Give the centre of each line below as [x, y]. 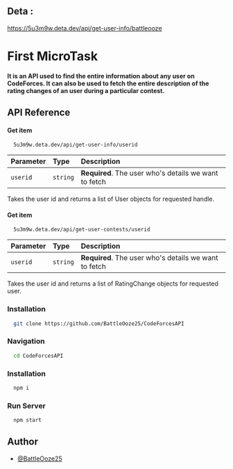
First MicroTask [53, 56]
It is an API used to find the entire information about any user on [101, 76]
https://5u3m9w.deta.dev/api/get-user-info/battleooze [85, 28]
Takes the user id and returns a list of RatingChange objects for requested [113, 283]
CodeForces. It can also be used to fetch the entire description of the [108, 83]
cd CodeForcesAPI [38, 356]
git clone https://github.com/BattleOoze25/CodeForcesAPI [99, 323]
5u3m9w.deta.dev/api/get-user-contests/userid [82, 230]
